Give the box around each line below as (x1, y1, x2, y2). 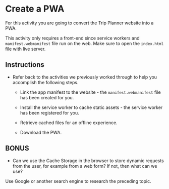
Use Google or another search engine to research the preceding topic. (5, 178, 151, 184)
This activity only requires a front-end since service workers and (5, 35, 140, 41)
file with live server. (5, 46, 46, 52)
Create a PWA (5, 3, 65, 15)
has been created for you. (20, 94, 74, 100)
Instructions (5, 60, 44, 69)
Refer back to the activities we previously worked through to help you (12, 74, 157, 80)
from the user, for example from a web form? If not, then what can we (12, 163, 157, 169)
